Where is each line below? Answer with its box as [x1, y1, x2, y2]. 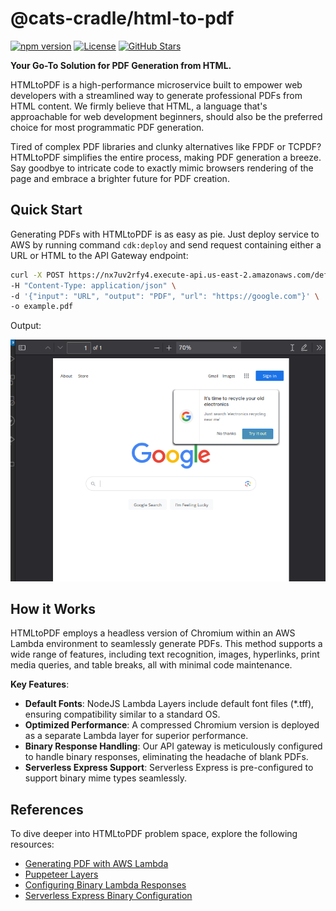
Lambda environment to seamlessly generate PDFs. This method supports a [10, 638, 323, 650]
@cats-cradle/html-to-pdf [10, 7, 235, 30]
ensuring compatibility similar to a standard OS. [24, 708, 221, 721]
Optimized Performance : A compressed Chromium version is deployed [24, 719, 320, 731]
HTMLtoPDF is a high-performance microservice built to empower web [10, 78, 303, 91]
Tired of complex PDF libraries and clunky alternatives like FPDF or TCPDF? [10, 140, 322, 152]
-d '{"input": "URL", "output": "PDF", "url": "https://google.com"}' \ [10, 291, 320, 301]
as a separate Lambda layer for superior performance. [24, 730, 249, 742]
